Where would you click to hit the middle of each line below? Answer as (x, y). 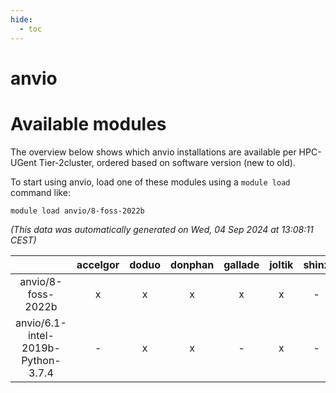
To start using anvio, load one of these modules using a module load (150, 182)
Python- (41, 360)
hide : (21, 19)
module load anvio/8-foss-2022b (77, 211)
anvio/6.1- (41, 323)
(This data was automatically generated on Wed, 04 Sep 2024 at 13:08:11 (162, 229)
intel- (41, 335)
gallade (241, 264)
